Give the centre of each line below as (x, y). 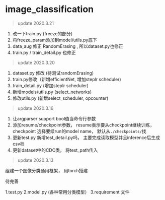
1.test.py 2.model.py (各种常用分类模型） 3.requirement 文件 (67, 192)
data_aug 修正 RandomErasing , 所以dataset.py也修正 (68, 46)
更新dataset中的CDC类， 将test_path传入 (55, 150)
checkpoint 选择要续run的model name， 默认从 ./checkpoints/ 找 (79, 131)
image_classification (50, 9)
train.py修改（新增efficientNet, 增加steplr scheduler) (67, 79)
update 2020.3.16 (35, 108)
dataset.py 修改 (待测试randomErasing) (53, 73)
